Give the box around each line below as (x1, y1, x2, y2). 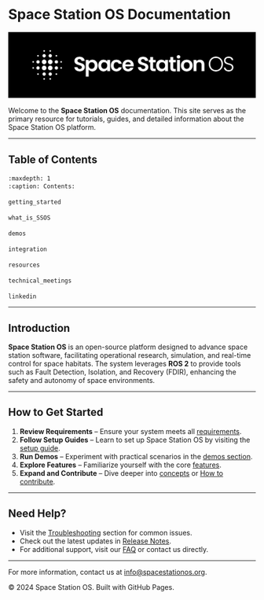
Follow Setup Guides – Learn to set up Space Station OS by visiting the (19, 435, 251, 444)
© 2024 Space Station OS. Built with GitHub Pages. (8, 582, 174, 591)
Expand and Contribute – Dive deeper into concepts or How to (19, 468, 224, 477)
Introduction (8, 321, 71, 335)
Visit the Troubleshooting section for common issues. (19, 528, 192, 537)
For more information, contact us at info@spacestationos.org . (8, 567, 207, 576)
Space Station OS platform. (8, 123, 97, 132)
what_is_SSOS (8, 214, 51, 222)
